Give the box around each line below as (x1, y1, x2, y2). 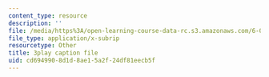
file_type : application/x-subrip (8, 34, 120, 43)
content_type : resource (8, 11, 88, 20)
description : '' (8, 19, 62, 27)
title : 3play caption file (8, 49, 98, 57)
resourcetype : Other (8, 42, 78, 50)
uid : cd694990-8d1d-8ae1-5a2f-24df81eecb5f (8, 57, 156, 65)
